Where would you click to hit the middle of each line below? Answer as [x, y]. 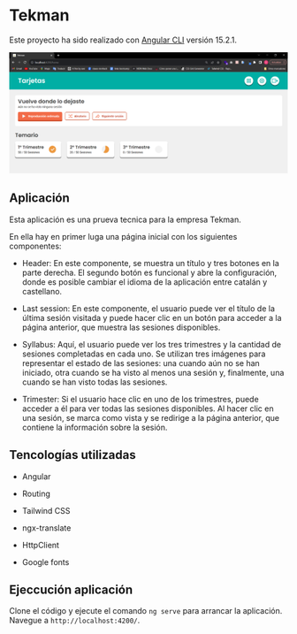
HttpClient [41, 545]
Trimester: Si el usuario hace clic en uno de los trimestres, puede [140, 399]
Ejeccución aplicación [71, 589]
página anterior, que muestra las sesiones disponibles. [121, 327]
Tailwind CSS [46, 510]
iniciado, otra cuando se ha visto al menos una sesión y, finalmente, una [153, 372]
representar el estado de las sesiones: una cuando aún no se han [141, 363]
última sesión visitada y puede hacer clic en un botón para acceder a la [152, 317]
